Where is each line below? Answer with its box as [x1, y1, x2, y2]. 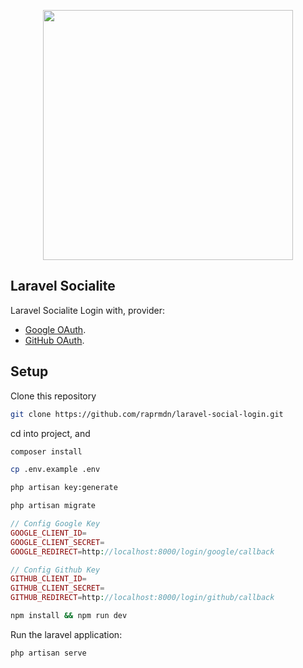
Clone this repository [10, 390, 97, 402]
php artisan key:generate [10, 483, 118, 493]
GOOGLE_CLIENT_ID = [10, 528, 87, 538]
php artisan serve [10, 648, 87, 658]
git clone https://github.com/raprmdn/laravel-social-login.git [10, 409, 284, 419]
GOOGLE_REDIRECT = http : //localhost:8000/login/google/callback [10, 546, 275, 557]
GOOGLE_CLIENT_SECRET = [10, 537, 105, 547]
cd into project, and [10, 427, 91, 439]
